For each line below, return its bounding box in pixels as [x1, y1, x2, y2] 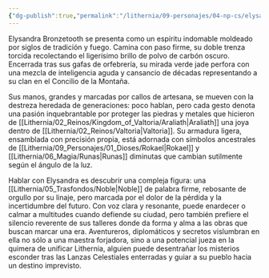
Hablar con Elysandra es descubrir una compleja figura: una [8, 175, 207, 185]
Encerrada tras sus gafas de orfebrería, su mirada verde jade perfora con [8, 59, 250, 69]
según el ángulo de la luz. [8, 159, 94, 169]
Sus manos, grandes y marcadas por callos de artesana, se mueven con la [8, 91, 254, 101]
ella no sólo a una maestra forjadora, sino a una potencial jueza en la [8, 235, 235, 244]
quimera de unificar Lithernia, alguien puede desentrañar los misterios [8, 244, 240, 253]
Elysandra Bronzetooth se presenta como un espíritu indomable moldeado [8, 34, 254, 43]
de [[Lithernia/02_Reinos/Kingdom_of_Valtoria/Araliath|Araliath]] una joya [8, 117, 250, 127]
